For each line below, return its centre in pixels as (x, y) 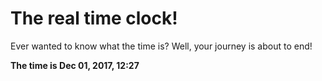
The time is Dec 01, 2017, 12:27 (75, 65)
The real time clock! (94, 18)
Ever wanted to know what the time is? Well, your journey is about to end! (161, 46)
